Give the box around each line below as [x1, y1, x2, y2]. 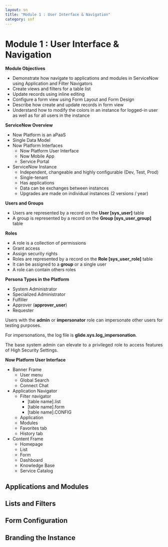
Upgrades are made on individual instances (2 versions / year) [19, 191, 148, 197]
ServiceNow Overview [5, 122, 53, 128]
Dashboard [19, 457, 43, 463]
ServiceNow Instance [12, 164, 57, 170]
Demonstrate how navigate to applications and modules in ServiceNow [12, 75, 158, 81]
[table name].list [27, 399, 61, 405]
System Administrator [12, 286, 57, 292]
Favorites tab [19, 425, 47, 431]
